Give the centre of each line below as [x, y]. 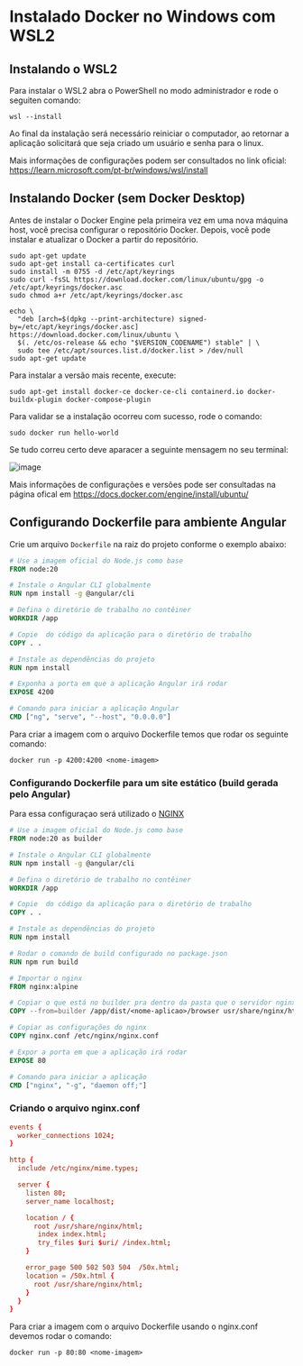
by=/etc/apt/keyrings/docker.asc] [74, 326]
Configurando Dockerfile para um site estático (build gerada [144, 783]
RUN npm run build [44, 962]
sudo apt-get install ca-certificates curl [92, 263]
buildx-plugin [36, 399]
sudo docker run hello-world [64, 433]
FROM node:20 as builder [56, 839]
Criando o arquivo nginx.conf [75, 1108]
